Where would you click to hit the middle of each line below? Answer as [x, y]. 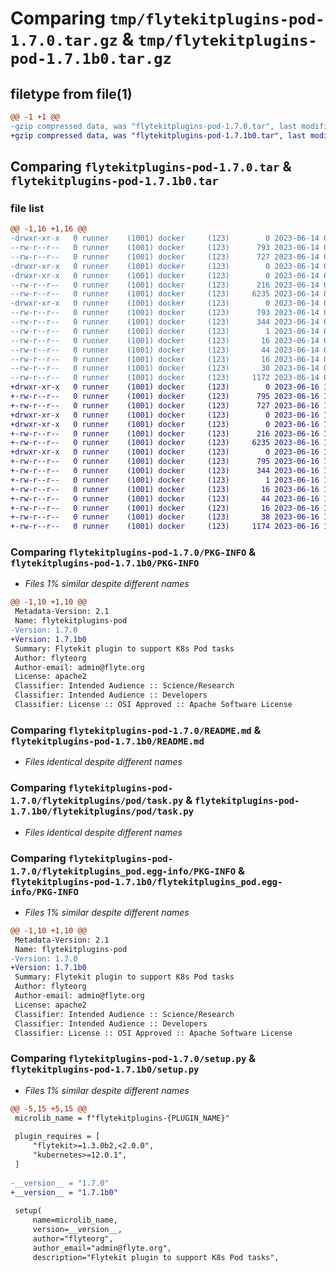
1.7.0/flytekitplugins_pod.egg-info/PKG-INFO [123, 871]
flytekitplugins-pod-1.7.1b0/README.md [107, 741]
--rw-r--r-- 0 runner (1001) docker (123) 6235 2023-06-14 [165, 294]
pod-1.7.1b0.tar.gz [91, 59]
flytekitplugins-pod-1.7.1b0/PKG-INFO [105, 563]
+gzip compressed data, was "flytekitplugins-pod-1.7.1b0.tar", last [158, 135]
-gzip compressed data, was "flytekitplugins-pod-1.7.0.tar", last [154, 126]
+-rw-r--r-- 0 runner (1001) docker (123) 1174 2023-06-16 [165, 527]
